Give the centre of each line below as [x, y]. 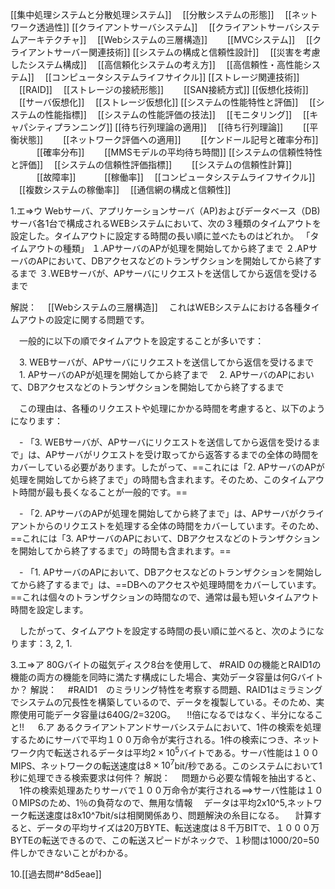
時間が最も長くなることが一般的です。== [103, 492]
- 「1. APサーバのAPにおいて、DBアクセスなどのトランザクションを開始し [170, 572]
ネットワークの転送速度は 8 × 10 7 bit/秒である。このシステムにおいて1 [181, 765]
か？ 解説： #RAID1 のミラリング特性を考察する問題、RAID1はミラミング [166, 689]
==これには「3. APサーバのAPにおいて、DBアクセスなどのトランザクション [165, 538]
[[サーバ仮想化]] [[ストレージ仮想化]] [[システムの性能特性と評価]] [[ [167, 102]
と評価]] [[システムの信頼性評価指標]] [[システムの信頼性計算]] [151, 164]
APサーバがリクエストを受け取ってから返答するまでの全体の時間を [182, 454]
